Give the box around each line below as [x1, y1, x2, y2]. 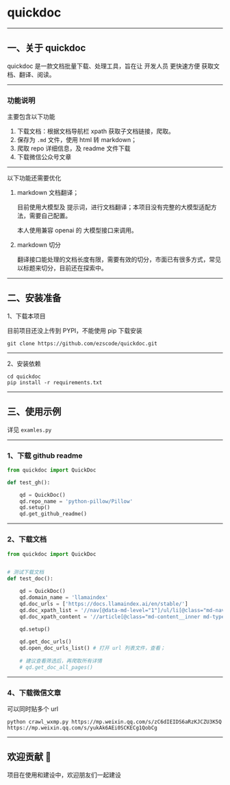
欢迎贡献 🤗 [7, 751, 51, 763]
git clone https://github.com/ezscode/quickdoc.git [7, 340, 157, 347]
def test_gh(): [7, 479, 51, 486]
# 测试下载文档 [7, 569, 44, 576]
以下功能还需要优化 [7, 174, 62, 183]
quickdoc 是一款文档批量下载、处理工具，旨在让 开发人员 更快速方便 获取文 [7, 62, 220, 70]
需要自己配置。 [29, 211, 72, 220]
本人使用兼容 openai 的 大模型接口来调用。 [16, 226, 138, 235]
